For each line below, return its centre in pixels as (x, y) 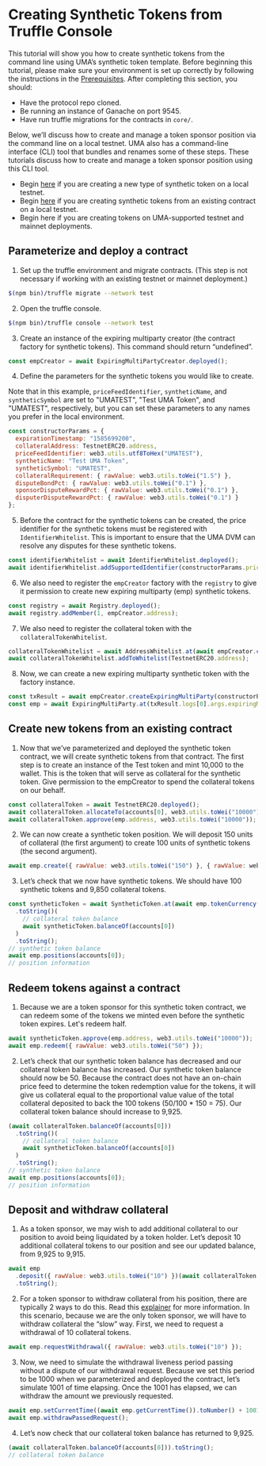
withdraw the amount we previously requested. (97, 1395)
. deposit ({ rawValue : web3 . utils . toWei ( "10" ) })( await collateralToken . (138, 1276)
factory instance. (47, 682)
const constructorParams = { (56, 431)
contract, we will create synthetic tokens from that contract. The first (131, 756)
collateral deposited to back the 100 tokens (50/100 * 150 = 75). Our (131, 1103)
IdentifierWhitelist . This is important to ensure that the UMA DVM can (137, 537)
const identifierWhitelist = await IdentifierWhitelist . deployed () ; (123, 560)
